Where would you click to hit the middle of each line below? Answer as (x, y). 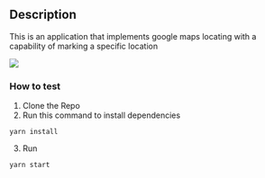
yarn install (34, 132)
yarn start (30, 165)
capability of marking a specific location (84, 46)
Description (43, 15)
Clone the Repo (51, 106)
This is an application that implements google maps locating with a (133, 36)
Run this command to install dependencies (101, 115)
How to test (35, 86)
